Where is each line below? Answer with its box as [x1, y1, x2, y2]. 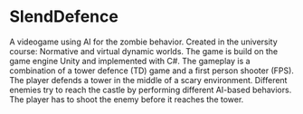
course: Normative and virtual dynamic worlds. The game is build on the [9, 45, 279, 56]
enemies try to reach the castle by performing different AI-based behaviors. [9, 84, 292, 95]
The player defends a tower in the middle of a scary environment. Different [9, 74, 288, 85]
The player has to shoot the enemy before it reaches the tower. [9, 93, 244, 105]
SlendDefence [9, 6, 119, 27]
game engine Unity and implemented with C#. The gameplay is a [9, 55, 251, 66]
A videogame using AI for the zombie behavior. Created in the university [9, 36, 278, 47]
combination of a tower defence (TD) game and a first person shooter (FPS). [9, 65, 294, 76]
